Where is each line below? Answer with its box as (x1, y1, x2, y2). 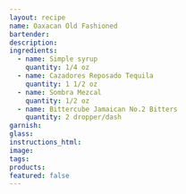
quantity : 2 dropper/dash (25, 113, 123, 122)
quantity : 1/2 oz (25, 96, 90, 105)
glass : (9, 130, 34, 139)
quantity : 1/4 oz (25, 63, 90, 72)
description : (9, 38, 58, 47)
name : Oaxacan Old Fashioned (9, 21, 118, 30)
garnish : (9, 122, 42, 131)
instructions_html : (9, 138, 82, 147)
